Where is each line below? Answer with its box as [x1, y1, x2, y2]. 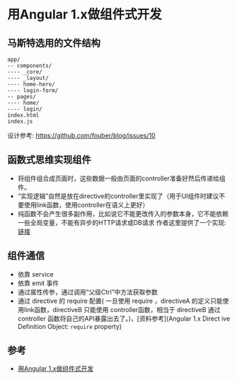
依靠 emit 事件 [17, 279, 59, 287]
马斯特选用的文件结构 [7, 37, 100, 49]
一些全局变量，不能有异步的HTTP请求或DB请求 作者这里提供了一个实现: [17, 218, 226, 226]
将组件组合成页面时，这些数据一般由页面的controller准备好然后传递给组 [17, 174, 226, 183]
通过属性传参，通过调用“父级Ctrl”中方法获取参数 [17, 287, 158, 296]
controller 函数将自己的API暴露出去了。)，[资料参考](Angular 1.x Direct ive [17, 314, 231, 323]
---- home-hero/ [7, 81, 55, 88]
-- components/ [7, 62, 52, 69]
